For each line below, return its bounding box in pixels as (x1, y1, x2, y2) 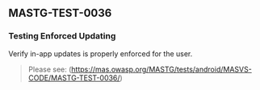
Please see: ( (27, 64, 72, 74)
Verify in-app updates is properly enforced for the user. (8, 48, 193, 59)
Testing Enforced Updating (8, 31, 116, 42)
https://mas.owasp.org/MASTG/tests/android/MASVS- (71, 64, 252, 74)
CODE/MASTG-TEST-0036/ (27, 72, 120, 83)
